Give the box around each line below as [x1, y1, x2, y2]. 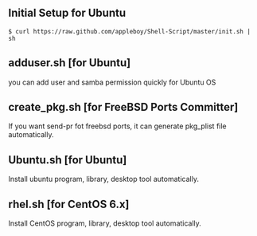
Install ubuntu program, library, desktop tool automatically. [8, 175, 199, 184]
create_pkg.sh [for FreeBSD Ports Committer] [8, 100, 239, 114]
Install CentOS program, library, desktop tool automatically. [8, 218, 201, 228]
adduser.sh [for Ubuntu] [8, 56, 131, 70]
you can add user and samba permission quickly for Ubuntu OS [8, 77, 216, 87]
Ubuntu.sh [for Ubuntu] [8, 153, 127, 167]
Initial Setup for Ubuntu [8, 6, 126, 20]
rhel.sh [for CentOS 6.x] [8, 197, 130, 210]
